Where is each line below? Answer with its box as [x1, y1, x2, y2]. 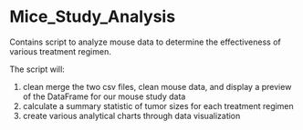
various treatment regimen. [9, 45, 111, 56]
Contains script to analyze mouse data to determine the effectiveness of [9, 36, 281, 47]
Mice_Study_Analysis [9, 6, 176, 27]
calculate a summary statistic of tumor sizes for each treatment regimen [22, 100, 294, 111]
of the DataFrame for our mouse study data [22, 91, 186, 102]
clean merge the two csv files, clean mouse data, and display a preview [22, 81, 292, 92]
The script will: [9, 64, 66, 75]
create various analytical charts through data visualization [22, 110, 241, 121]
